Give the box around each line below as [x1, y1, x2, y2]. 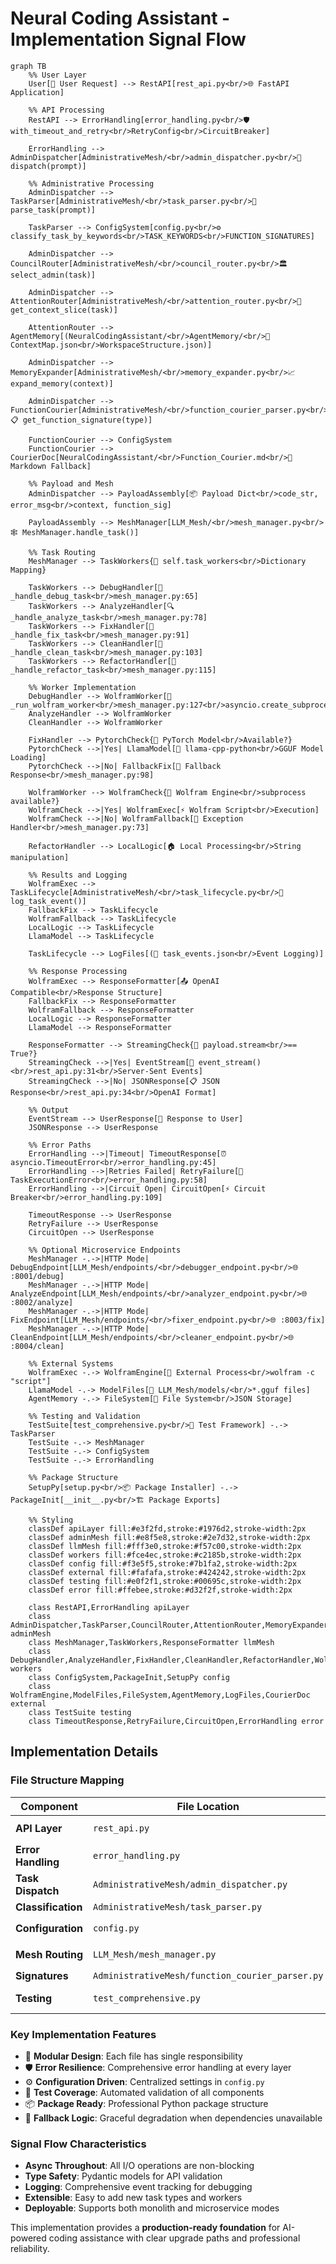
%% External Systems [28, 1358, 114, 1369]
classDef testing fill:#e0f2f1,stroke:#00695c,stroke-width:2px [28, 1576, 302, 1586]
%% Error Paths [28, 1140, 92, 1150]
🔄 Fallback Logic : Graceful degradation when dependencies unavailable [24, 2112, 323, 2124]
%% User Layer [28, 70, 87, 80]
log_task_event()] [10, 896, 87, 906]
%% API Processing [28, 105, 105, 115]
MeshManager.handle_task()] [22, 527, 140, 537]
